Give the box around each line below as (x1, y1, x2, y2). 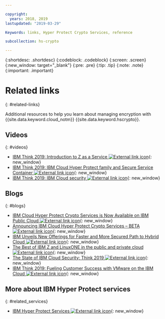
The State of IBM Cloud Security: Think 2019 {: (12, 255, 149, 261)
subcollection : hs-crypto (5, 39, 59, 44)
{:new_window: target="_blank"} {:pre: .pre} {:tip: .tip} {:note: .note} (5, 62, 144, 68)
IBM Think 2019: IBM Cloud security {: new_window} (12, 175, 161, 181)
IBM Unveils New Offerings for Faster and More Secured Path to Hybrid (12, 233, 159, 239)
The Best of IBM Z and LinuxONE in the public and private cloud (12, 244, 144, 250)
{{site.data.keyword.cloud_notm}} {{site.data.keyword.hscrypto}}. (5, 117, 141, 123)
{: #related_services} (5, 298, 48, 304)
